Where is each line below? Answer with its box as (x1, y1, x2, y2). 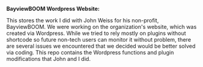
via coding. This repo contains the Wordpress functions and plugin (6, 49, 174, 56)
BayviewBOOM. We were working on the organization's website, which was (6, 24, 197, 30)
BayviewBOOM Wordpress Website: (6, 5, 100, 12)
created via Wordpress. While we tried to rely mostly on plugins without (6, 30, 186, 37)
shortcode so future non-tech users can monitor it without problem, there (6, 36, 191, 43)
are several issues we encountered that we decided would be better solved (6, 42, 196, 49)
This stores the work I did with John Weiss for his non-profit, (6, 17, 159, 24)
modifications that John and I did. (6, 56, 91, 62)
